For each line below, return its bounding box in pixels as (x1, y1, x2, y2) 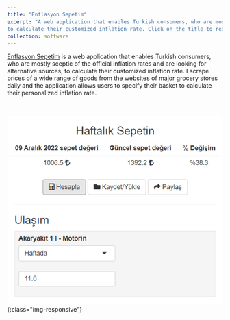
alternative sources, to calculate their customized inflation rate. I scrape (7, 67, 209, 75)
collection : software (7, 33, 69, 40)
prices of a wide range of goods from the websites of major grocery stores (7, 74, 218, 82)
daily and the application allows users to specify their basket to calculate (7, 82, 212, 90)
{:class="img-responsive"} (7, 305, 83, 313)
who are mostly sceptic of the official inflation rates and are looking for (7, 60, 207, 68)
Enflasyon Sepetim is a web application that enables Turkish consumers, (7, 52, 212, 61)
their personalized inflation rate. (7, 89, 97, 97)
